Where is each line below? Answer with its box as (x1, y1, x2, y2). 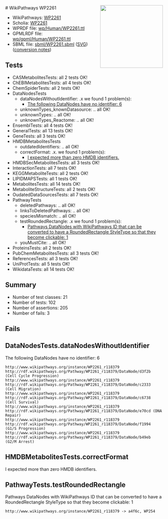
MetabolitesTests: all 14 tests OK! (12, 181, 81, 187)
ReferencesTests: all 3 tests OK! (12, 255, 78, 261)
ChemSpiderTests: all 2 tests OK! (12, 85, 80, 91)
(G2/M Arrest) (5, 439, 35, 444)
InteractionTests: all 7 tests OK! (12, 165, 76, 171)
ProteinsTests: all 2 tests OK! (12, 245, 71, 251)
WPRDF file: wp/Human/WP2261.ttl (12, 25, 85, 31)
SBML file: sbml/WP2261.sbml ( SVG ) (12, 41, 88, 47)
